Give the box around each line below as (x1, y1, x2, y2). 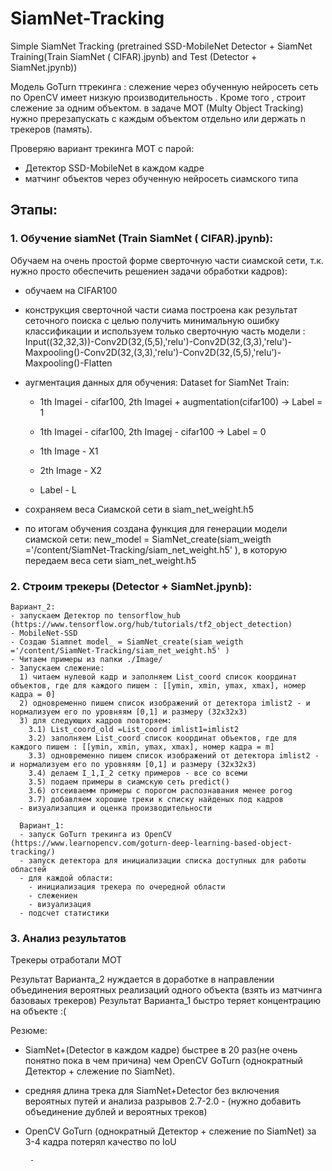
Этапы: (10, 202, 58, 219)
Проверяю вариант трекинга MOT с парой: (10, 142, 195, 154)
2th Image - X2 (39, 464, 102, 476)
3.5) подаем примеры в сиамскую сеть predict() (28, 777, 230, 787)
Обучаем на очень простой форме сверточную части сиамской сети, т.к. (10, 254, 324, 266)
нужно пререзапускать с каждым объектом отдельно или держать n (10, 112, 307, 124)
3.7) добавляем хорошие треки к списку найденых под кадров (28, 794, 284, 804)
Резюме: (10, 1025, 48, 1037)
